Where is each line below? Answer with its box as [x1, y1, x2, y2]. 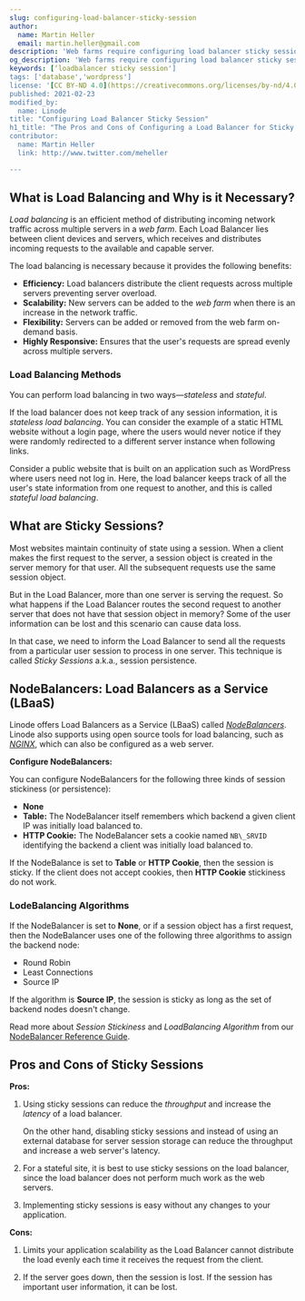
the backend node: [9, 939, 80, 950]
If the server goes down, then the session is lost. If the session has [22, 1272, 273, 1283]
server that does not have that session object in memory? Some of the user [9, 608, 291, 619]
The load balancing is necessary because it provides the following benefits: [9, 261, 292, 272]
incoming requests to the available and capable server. [9, 243, 215, 254]
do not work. [9, 877, 57, 888]
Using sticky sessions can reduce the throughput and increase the [22, 1098, 271, 1109]
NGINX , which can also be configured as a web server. [9, 739, 214, 750]
